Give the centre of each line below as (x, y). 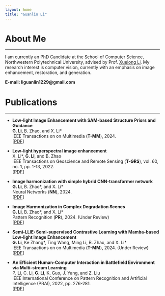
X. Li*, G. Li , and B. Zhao (37, 156)
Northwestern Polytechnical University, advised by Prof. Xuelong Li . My (77, 62)
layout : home (18, 10)
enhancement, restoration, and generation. (48, 73)
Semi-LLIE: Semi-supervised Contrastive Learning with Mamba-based (85, 232)
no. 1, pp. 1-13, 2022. (33, 167)
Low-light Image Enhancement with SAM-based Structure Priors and (84, 120)
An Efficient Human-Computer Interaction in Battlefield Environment (83, 262)
